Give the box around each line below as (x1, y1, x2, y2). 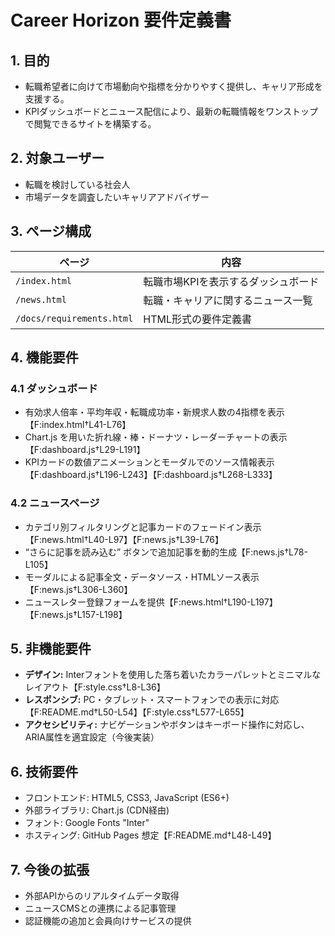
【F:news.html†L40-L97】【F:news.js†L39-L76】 (24, 533, 225, 545)
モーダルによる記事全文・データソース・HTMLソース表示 (24, 571, 260, 583)
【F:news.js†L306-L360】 (24, 583, 133, 595)
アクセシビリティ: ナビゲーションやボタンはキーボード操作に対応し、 (24, 719, 310, 731)
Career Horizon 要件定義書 (10, 9, 232, 32)
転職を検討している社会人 (24, 178, 131, 190)
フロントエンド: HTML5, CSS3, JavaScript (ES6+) (24, 792, 230, 804)
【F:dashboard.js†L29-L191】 (24, 444, 146, 456)
